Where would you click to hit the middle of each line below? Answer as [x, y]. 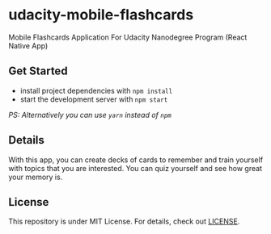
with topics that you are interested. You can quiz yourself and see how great [135, 168]
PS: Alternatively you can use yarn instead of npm [90, 115]
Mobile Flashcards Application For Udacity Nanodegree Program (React [128, 37]
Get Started [38, 71]
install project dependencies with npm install [96, 90]
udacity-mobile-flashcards [101, 15]
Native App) [28, 45]
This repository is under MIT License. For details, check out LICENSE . [124, 221]
